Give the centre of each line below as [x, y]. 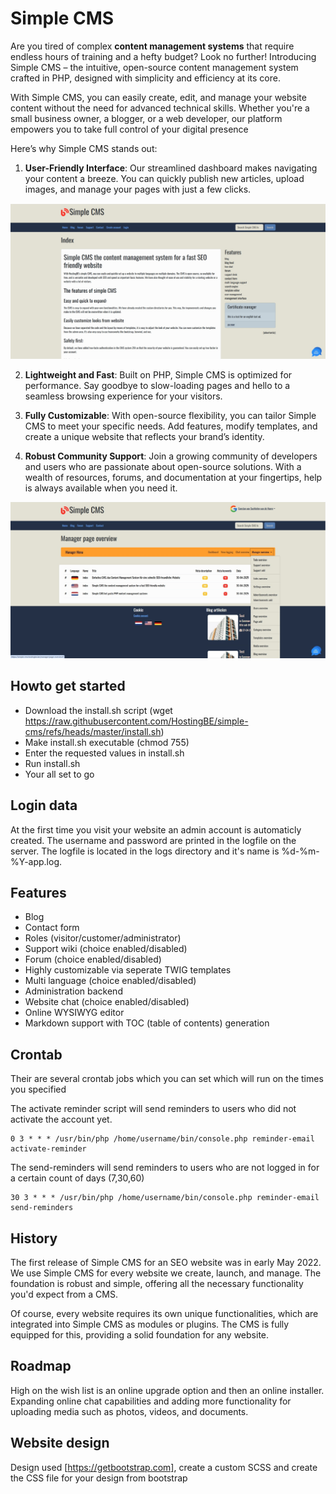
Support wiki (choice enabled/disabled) [106, 949]
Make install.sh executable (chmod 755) [107, 742]
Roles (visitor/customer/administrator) [103, 938]
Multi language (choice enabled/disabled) [110, 981]
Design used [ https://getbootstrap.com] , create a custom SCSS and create [164, 1467]
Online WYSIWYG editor [74, 1013]
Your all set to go [59, 774]
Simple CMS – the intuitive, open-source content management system [154, 67]
